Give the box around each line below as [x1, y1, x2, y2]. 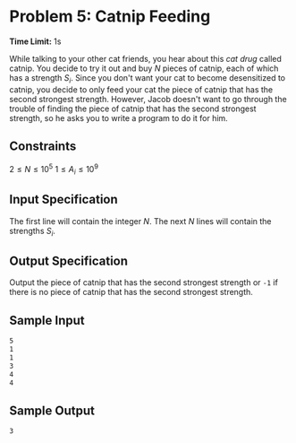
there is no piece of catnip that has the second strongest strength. [9, 287, 253, 298]
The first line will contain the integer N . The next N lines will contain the [9, 215, 272, 226]
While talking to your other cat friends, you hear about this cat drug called [9, 53, 282, 64]
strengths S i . [9, 225, 56, 239]
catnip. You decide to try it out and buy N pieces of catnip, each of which [9, 63, 279, 74]
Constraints [9, 139, 77, 154]
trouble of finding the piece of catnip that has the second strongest [9, 103, 257, 114]
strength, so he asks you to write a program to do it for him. [9, 112, 228, 123]
